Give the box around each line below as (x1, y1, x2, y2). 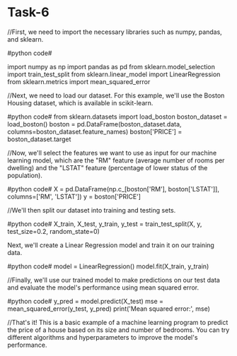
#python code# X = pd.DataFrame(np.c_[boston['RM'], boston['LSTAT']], (7, 184, 219, 193)
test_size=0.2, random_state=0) (7, 227, 100, 235)
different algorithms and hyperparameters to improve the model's (7, 333, 198, 341)
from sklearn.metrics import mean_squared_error (7, 77, 151, 85)
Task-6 (7, 4, 50, 20)
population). (7, 171, 42, 179)
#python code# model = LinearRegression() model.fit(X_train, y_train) (7, 262, 209, 271)
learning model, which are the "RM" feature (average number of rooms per (7, 156, 225, 165)
